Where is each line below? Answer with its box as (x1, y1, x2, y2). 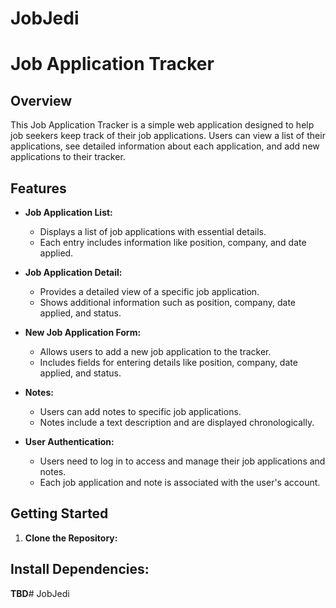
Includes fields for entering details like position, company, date (39, 357, 298, 368)
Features (10, 180, 67, 197)
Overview (10, 92, 73, 109)
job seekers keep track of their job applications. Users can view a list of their (10, 130, 326, 142)
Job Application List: (24, 207, 113, 218)
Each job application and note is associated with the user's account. (39, 477, 321, 488)
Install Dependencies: (10, 561, 150, 578)
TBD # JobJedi (10, 587, 70, 599)
